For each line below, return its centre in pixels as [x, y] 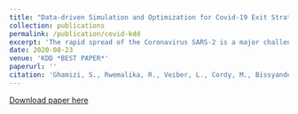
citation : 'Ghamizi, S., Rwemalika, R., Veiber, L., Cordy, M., [130, 75]
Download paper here [49, 100]
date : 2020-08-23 [41, 50]
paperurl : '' [33, 67]
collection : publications [57, 26]
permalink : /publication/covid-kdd [75, 34]
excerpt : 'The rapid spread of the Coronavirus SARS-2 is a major [134, 42]
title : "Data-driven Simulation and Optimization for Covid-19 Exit [138, 17]
